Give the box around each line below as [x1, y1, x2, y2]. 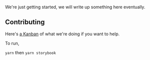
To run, [5, 40, 20, 46]
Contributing [5, 18, 45, 26]
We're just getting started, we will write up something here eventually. [5, 4, 146, 10]
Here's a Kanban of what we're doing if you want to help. [5, 31, 120, 37]
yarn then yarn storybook [5, 49, 56, 55]
